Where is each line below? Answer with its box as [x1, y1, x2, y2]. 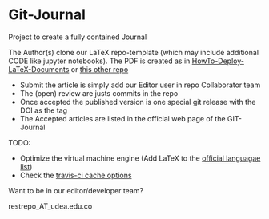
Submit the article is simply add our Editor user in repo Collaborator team [19, 80, 261, 90]
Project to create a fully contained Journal [8, 32, 147, 42]
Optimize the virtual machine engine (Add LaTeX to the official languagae [19, 153, 261, 163]
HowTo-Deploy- [191, 56, 244, 66]
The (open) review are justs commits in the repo [19, 88, 179, 98]
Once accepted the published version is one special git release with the [19, 97, 256, 106]
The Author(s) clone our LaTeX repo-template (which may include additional [8, 47, 259, 57]
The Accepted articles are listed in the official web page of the [19, 113, 226, 123]
